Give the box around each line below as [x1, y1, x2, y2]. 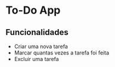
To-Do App [5, 4, 61, 17]
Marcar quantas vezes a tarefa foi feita [14, 49, 110, 56]
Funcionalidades [5, 27, 69, 37]
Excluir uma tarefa [14, 56, 59, 62]
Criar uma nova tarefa [14, 43, 68, 50]
